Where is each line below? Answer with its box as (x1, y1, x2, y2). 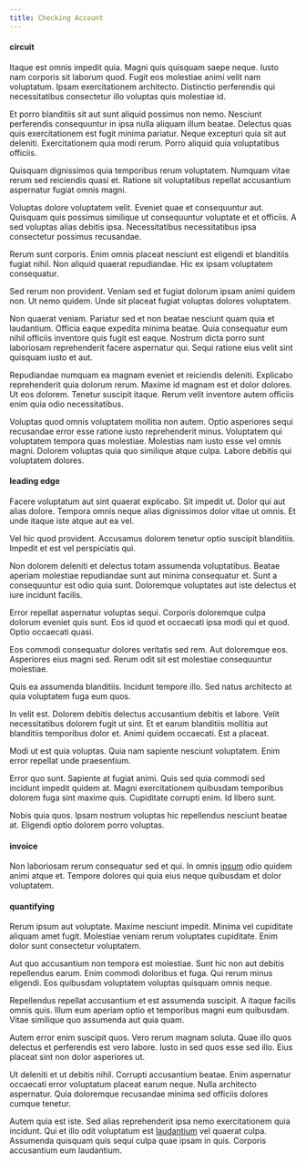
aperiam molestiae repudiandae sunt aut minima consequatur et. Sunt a (9, 571, 278, 581)
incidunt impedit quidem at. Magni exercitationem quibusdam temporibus (9, 783, 284, 794)
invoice (9, 840, 38, 851)
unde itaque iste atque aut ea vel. (9, 516, 135, 527)
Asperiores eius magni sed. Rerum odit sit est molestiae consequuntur (9, 654, 273, 665)
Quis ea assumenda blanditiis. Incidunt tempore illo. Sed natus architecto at (9, 681, 292, 693)
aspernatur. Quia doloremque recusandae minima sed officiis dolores (9, 1088, 269, 1099)
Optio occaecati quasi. (9, 626, 94, 638)
